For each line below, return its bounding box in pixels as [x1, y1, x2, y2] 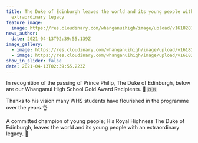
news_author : [6, 31, 38, 36]
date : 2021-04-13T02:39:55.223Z [6, 63, 85, 69]
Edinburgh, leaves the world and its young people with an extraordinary [6, 124, 180, 131]
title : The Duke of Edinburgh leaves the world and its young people [6, 8, 181, 15]
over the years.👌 [6, 104, 48, 111]
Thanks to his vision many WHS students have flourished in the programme [6, 98, 189, 105]
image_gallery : [6, 42, 44, 48]
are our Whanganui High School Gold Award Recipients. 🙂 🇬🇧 [6, 86, 157, 93]
